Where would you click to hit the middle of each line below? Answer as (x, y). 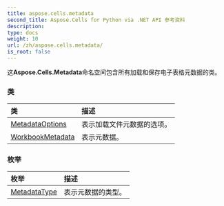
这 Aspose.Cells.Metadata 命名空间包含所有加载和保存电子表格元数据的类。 (114, 72)
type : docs (23, 33)
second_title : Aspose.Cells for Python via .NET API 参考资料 (96, 20)
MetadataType (34, 192)
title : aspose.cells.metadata (51, 13)
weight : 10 (23, 39)
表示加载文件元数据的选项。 (126, 124)
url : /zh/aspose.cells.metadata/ (55, 45)
